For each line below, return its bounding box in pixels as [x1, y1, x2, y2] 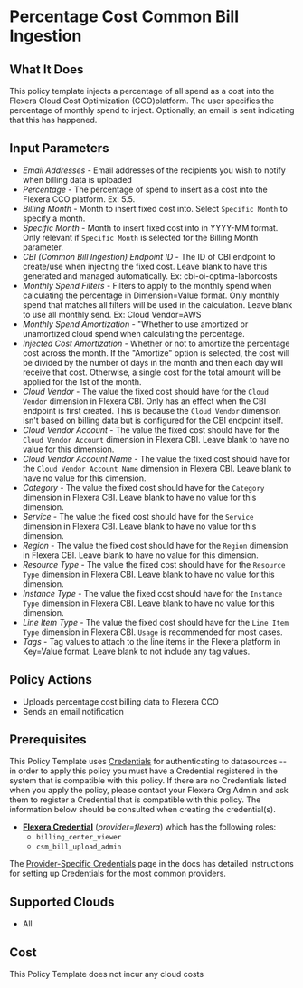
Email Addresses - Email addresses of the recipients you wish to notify [22, 165, 287, 176]
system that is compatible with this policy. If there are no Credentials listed [9, 775, 287, 786]
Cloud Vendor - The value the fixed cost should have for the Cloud [22, 386, 270, 397]
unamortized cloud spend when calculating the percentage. [22, 328, 246, 339]
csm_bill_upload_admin [35, 842, 122, 852]
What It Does [9, 62, 84, 77]
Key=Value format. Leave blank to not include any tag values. [22, 646, 251, 657]
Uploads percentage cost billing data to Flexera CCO [22, 695, 219, 707]
